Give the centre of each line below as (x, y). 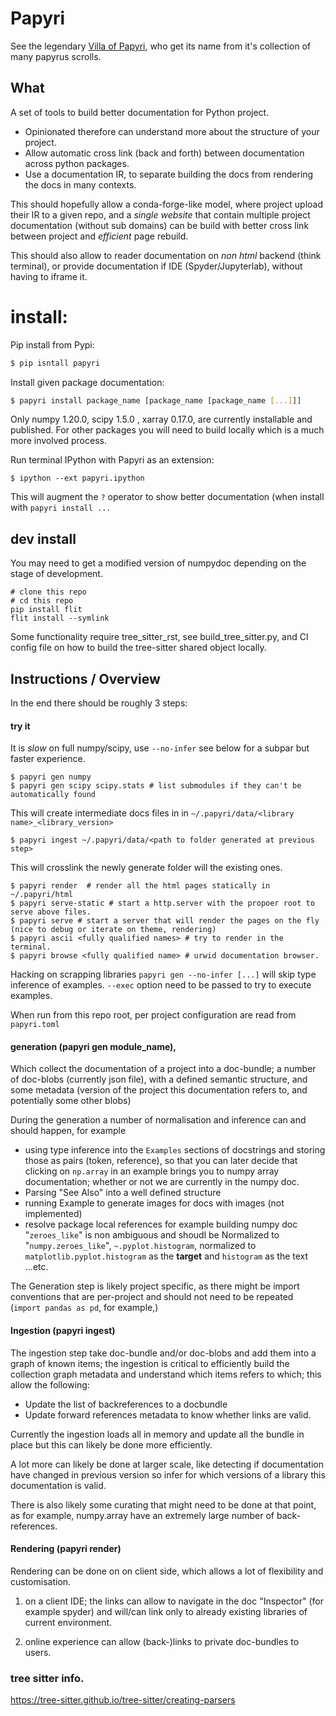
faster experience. (48, 759)
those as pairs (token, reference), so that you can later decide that (161, 1161)
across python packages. (77, 163)
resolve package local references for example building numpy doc (161, 1224)
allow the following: (50, 1384)
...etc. (36, 1267)
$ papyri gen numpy (51, 777)
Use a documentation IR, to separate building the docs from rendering (169, 174)
